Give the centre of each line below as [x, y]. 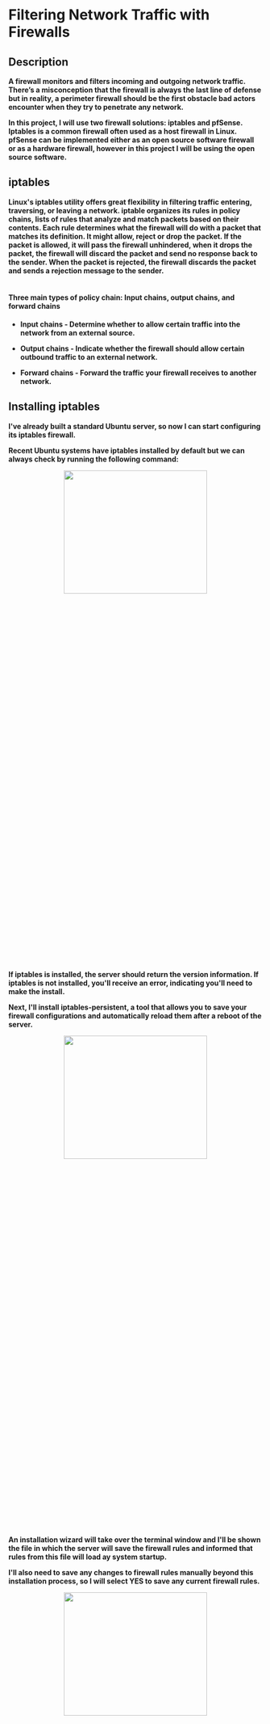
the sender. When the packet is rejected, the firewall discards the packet [132, 262]
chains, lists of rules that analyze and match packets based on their [124, 219]
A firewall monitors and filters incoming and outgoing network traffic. [127, 81]
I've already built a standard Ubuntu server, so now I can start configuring [135, 426]
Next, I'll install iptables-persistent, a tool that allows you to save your [128, 1007]
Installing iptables [54, 407]
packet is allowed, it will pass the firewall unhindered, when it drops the [130, 245]
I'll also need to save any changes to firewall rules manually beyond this [131, 1572]
